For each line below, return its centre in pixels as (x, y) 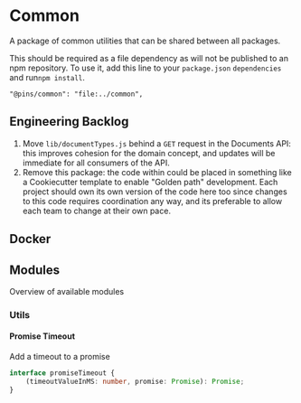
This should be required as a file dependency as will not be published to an (149, 58)
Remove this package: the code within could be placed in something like (157, 172)
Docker (30, 239)
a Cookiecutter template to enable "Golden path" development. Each (150, 182)
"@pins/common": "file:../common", (76, 94)
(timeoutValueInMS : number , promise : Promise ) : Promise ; (135, 381)
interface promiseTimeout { (62, 373)
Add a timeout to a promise (60, 357)
